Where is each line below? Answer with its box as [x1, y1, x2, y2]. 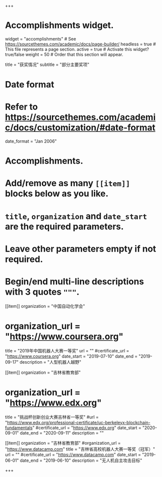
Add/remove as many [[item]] [5, 178, 130, 189]
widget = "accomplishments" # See [5, 36, 76, 42]
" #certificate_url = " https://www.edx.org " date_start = [32, 425, 142, 431]
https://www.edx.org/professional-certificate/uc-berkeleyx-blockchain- [7, 419, 151, 425]
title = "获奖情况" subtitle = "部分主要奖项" [5, 62, 90, 67]
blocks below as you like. [5, 188, 108, 199]
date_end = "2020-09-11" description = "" [19, 430, 104, 435]
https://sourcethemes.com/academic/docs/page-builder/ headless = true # [5, 41, 156, 47]
